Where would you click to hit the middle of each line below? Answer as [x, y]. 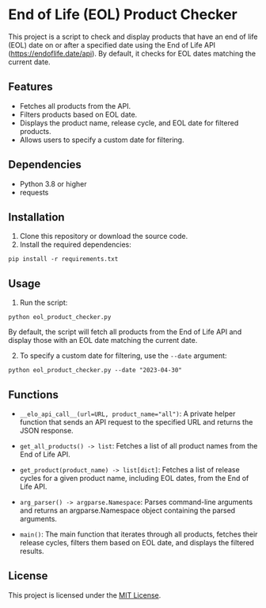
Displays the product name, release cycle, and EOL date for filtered [129, 123]
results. [32, 551]
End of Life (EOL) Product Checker [123, 15]
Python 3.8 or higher [53, 183]
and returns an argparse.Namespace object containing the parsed [127, 510]
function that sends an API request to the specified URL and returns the [136, 422]
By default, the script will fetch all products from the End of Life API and [125, 332]
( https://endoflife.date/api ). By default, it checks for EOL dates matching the [132, 53]
